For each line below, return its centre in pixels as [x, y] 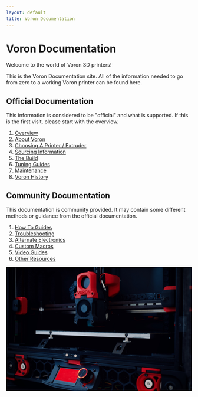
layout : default [26, 12]
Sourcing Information [40, 152]
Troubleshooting [34, 234]
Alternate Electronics [40, 240]
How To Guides [33, 228]
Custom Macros [34, 246]
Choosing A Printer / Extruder [50, 146]
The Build [26, 158]
